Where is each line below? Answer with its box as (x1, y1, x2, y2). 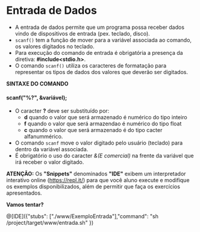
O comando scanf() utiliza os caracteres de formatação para (14, 61, 167, 69)
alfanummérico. (23, 133, 63, 140)
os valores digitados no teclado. (14, 43, 95, 50)
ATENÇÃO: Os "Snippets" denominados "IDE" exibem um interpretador (6, 170, 186, 178)
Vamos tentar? (6, 201, 44, 208)
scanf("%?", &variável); (6, 94, 67, 101)
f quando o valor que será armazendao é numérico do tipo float (23, 120, 182, 127)
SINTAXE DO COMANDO (6, 80, 69, 87)
